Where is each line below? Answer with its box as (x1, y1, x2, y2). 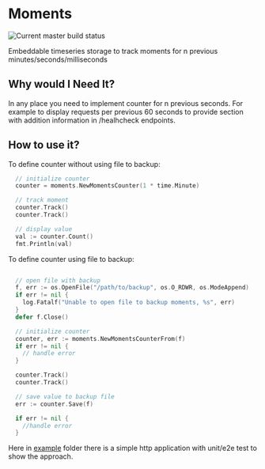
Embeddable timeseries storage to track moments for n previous (8, 46, 218, 55)
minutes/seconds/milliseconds (8, 55, 108, 64)
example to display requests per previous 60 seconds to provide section (8, 107, 244, 116)
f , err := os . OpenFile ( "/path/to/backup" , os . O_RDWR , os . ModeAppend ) (15, 284, 249, 292)
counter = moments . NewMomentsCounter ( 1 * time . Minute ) (15, 182, 200, 190)
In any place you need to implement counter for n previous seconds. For (8, 98, 244, 108)
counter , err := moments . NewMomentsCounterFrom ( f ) (15, 335, 186, 342)
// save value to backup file (15, 392, 115, 400)
